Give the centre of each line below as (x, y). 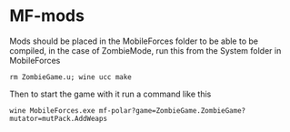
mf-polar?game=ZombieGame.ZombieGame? (172, 110)
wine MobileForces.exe (52, 110)
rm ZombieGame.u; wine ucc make (70, 77)
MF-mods (47, 16)
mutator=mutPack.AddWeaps (58, 118)
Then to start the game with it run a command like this (110, 94)
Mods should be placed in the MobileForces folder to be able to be (134, 41)
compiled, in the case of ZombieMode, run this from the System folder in (145, 50)
